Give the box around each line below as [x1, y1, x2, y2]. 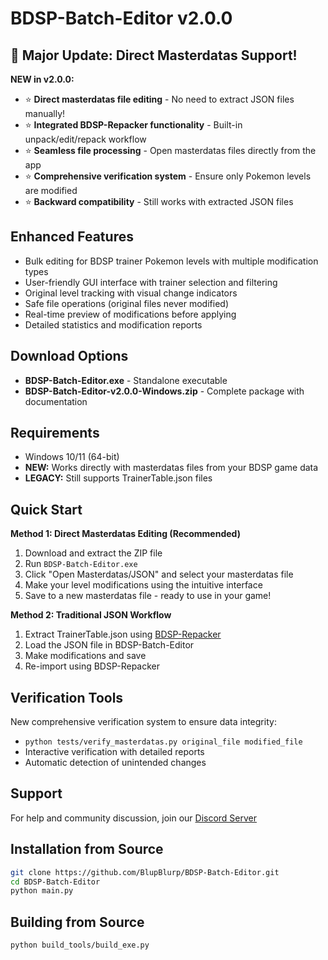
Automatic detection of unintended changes [24, 757, 207, 769]
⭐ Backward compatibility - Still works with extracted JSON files [24, 196, 294, 207]
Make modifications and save [24, 650, 147, 662]
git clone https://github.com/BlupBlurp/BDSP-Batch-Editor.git [10, 867, 280, 877]
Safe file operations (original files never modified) [24, 297, 229, 309]
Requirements [10, 425, 100, 442]
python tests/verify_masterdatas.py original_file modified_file [24, 737, 303, 747]
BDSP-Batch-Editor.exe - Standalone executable [24, 374, 228, 386]
